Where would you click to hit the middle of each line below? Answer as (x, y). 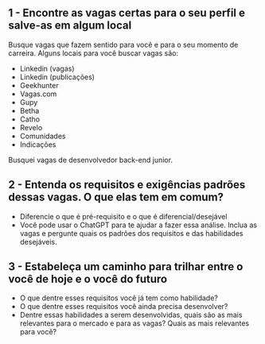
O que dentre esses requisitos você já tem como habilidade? (119, 298)
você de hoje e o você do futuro (88, 279)
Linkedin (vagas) (47, 68)
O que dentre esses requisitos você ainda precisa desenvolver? (124, 307)
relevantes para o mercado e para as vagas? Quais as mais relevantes (134, 323)
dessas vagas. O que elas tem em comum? (116, 197)
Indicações (38, 144)
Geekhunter (39, 85)
